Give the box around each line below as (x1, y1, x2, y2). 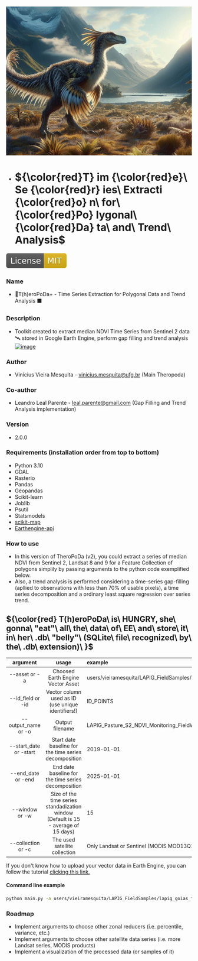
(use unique (49, 701, 78, 708)
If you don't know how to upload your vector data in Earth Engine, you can (6, 862, 187, 869)
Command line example (6, 882, 65, 889)
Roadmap (6, 910, 34, 918)
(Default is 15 (47, 815, 81, 822)
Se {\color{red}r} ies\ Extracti (14, 183, 163, 197)
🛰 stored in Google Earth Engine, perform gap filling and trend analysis (14, 335, 189, 342)
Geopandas (14, 487, 43, 494)
